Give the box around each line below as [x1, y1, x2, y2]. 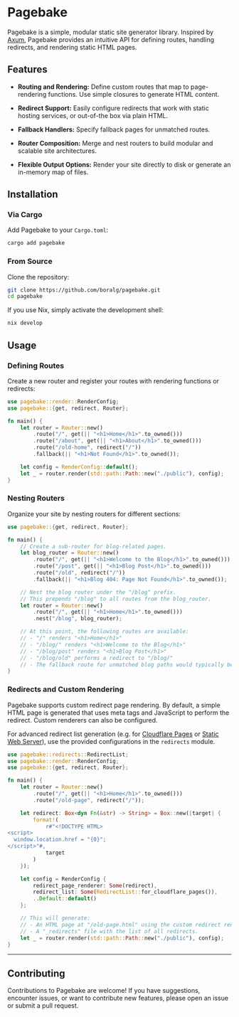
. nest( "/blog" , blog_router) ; [33, 615, 122, 622]
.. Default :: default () [33, 895, 97, 902]
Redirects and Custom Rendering [7, 684, 124, 694]
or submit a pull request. [7, 1001, 79, 1010]
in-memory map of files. [17, 168, 89, 176]
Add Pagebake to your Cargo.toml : [7, 225, 109, 235]
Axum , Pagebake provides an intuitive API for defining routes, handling [7, 35, 215, 43]
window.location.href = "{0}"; [14, 836, 107, 843]
